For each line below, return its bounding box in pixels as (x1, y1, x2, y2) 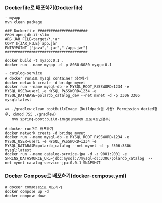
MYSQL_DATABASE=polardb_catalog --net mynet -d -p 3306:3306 (5, 143, 131, 149)
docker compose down (5, 193, 47, 198)
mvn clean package (5, 20, 42, 25)
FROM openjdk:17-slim (5, 33, 49, 37)
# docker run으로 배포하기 (5, 126, 53, 132)
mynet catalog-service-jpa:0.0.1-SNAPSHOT (14, 160, 101, 166)
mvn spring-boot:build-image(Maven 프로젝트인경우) (11, 117, 111, 122)
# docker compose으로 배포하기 (5, 185, 62, 190)
